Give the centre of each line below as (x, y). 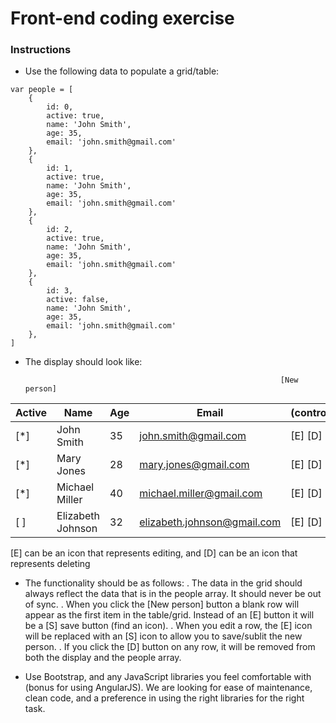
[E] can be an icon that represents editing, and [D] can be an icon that (154, 553)
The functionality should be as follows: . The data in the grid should (163, 583)
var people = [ (42, 90)
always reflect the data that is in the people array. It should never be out (173, 594)
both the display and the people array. (103, 658)
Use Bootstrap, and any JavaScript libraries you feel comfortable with (168, 677)
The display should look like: (83, 362)
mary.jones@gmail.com (194, 465)
